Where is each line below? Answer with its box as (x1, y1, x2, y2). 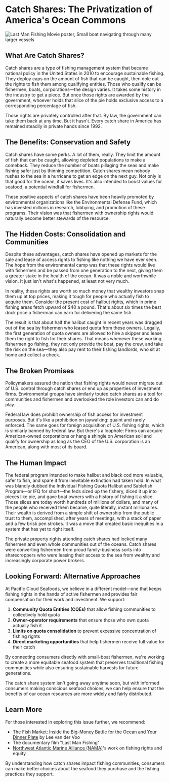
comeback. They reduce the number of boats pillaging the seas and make (5, 162, 159, 168)
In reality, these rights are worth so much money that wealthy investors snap (5, 288, 164, 294)
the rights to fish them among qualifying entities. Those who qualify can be (5, 81, 162, 87)
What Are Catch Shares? (5, 51, 84, 60)
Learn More (5, 705, 42, 714)
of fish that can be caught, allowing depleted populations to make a (5, 156, 146, 163)
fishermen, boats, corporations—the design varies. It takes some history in (5, 86, 161, 92)
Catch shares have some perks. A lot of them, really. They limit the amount (5, 151, 161, 157)
